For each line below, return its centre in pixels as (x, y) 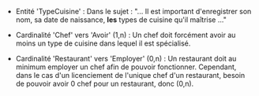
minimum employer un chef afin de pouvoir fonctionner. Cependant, (126, 67)
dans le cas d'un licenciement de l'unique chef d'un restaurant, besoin (130, 75)
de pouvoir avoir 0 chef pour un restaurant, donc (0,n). (105, 83)
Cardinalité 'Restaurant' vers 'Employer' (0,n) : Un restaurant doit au (126, 59)
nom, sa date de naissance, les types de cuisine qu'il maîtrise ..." (121, 20)
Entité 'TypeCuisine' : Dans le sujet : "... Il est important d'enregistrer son (133, 11)
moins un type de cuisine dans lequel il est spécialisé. (103, 43)
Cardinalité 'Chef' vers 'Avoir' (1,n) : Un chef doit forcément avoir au (126, 35)
